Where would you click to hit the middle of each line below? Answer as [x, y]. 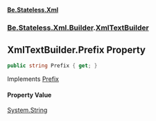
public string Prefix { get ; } [52, 66]
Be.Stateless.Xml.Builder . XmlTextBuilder [78, 28]
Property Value [29, 95]
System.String [27, 110]
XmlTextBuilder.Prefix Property [76, 49]
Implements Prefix [33, 79]
